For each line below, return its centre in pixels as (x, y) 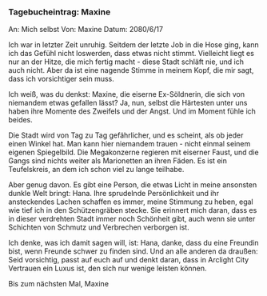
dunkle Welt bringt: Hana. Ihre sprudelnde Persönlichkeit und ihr (114, 194)
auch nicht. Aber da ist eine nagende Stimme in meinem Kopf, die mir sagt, (131, 70)
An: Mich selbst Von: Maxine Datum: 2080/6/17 (86, 30)
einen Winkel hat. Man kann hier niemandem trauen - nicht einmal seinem (130, 144)
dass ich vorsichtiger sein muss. (61, 79)
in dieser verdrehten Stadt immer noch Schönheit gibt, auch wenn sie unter (132, 219)
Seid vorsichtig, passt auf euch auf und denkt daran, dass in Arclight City (129, 260)
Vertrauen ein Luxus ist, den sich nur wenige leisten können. (108, 268)
